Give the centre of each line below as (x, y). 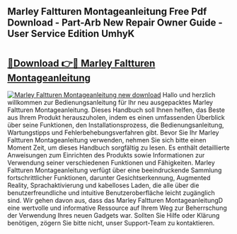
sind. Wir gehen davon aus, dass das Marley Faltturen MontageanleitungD (115, 200)
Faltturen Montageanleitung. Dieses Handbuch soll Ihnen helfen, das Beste (116, 110)
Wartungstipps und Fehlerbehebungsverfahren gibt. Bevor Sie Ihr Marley (113, 133)
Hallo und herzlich (189, 95)
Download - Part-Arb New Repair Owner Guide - (115, 23)
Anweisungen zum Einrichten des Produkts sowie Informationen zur (106, 155)
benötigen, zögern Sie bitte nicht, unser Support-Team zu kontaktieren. (111, 223)
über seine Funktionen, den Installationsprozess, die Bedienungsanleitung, (116, 125)
